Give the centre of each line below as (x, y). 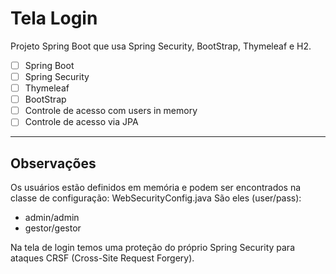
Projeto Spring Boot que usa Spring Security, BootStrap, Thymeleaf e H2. (161, 46)
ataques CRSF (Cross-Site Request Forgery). (102, 258)
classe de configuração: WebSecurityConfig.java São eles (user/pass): (156, 198)
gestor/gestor (53, 228)
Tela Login (54, 18)
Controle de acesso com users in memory (111, 111)
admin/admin (52, 218)
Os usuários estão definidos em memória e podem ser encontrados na (156, 188)
